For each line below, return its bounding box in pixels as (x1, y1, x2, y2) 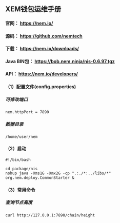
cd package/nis (5, 166, 38, 172)
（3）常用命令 (5, 187, 36, 193)
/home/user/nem (5, 134, 38, 139)
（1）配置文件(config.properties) (5, 84, 76, 90)
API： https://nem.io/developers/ (5, 71, 78, 77)
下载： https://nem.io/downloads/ (5, 46, 79, 52)
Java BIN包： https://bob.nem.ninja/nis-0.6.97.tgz (5, 58, 115, 64)
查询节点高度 (5, 199, 32, 206)
